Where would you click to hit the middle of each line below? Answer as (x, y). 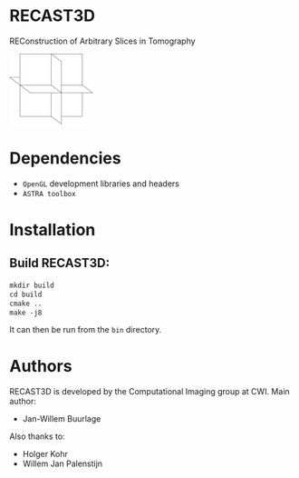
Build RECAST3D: (60, 263)
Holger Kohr (45, 453)
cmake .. (26, 304)
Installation (53, 230)
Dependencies (65, 159)
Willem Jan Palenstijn (62, 463)
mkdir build (32, 285)
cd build (26, 294)
